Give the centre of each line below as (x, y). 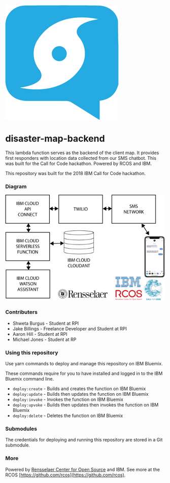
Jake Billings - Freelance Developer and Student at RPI (70, 329)
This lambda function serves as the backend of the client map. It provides (82, 153)
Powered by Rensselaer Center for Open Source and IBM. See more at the (82, 469)
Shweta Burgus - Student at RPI (46, 323)
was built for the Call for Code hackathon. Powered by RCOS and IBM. (79, 163)
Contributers (22, 312)
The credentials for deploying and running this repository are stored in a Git (84, 440)
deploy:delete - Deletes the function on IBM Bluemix (68, 416)
